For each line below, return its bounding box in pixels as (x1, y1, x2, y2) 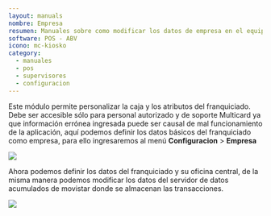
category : (8, 49, 42, 57)
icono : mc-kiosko (8, 42, 67, 50)
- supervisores (15, 72, 67, 80)
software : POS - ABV (8, 34, 78, 43)
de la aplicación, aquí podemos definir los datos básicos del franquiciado (8, 127, 252, 137)
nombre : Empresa (8, 19, 63, 27)
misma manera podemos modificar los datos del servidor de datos (8, 175, 229, 185)
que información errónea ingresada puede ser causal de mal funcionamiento (8, 118, 263, 128)
